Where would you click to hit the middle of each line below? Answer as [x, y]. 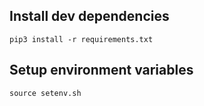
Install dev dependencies [89, 16]
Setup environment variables [101, 70]
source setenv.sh [45, 93]
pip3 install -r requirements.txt [81, 39]
